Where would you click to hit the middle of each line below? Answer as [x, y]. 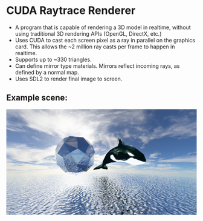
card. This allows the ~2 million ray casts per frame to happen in [95, 47]
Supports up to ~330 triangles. [53, 59]
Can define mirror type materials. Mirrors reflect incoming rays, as [97, 66]
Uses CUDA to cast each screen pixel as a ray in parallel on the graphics [105, 40]
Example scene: [37, 98]
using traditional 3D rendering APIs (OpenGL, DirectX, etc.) [88, 33]
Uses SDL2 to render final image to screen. [69, 79]
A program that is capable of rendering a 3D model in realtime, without [103, 27]
